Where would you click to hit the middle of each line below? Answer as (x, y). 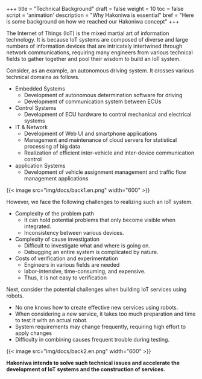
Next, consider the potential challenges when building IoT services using (96, 289)
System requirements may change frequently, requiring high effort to (100, 326)
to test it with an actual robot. (51, 320)
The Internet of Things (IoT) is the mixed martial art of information (88, 33)
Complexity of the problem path (55, 213)
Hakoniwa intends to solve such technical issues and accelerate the (93, 363)
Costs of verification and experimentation (67, 258)
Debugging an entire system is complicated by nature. (91, 252)
